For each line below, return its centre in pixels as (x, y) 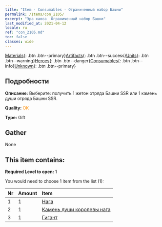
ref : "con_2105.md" (25, 32)
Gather (16, 133)
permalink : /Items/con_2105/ (35, 14)
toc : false (16, 37)
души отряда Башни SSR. (31, 98)
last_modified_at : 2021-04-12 (36, 23)
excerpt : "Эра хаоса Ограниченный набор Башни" (55, 19)
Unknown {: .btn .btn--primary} (45, 66)
